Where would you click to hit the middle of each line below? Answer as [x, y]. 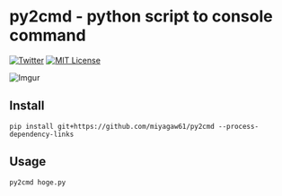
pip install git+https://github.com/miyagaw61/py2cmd [112, 126]
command [48, 35]
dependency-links [42, 134]
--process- [238, 126]
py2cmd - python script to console [141, 17]
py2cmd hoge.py [38, 182]
